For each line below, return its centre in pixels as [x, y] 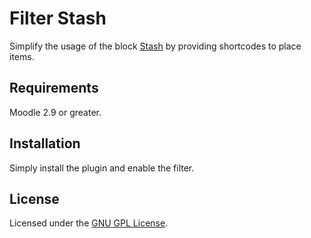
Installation [45, 143]
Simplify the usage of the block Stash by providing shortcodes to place [155, 46]
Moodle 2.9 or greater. [55, 112]
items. [22, 56]
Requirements [54, 88]
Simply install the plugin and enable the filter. [102, 168]
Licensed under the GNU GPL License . [89, 223]
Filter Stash [58, 18]
